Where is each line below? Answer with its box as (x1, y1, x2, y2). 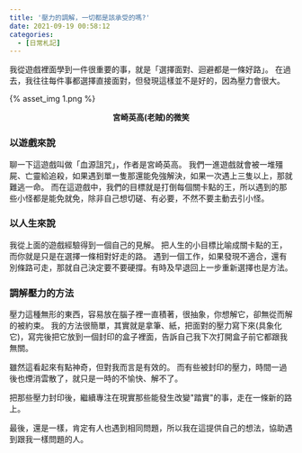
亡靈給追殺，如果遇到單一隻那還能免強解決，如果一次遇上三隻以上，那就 (24, 170, 293, 181)
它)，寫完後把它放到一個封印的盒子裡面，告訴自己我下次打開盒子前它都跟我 (9, 331, 289, 342)
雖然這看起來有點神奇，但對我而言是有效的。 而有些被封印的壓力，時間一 (9, 362, 280, 373)
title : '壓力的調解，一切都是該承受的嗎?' (9, 13, 150, 23)
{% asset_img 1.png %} (9, 94, 96, 104)
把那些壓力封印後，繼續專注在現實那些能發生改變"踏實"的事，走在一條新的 (9, 393, 285, 403)
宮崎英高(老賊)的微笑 (111, 112, 191, 122)
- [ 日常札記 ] (17, 38, 61, 48)
